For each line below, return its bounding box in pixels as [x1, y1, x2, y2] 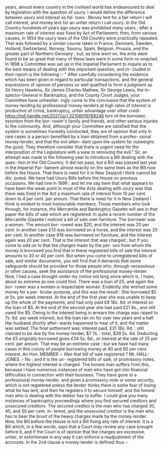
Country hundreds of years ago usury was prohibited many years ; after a [5, 25, 152, 31]
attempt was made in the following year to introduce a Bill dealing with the [5, 155, 153, 160]
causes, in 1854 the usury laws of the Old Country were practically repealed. [5, 35, 159, 41]
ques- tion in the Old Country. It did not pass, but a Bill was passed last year [5, 159, 157, 165]
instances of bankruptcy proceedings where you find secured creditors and [5, 398, 157, 404]
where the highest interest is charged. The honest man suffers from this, [5, 362, 150, 367]
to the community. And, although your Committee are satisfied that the [5, 123, 146, 129]
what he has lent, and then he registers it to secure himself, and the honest [5, 388, 155, 393]
